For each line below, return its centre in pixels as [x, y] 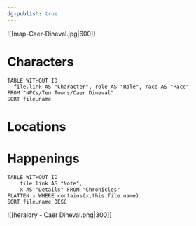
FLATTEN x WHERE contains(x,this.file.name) [73, 196]
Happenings [43, 158]
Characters [41, 62]
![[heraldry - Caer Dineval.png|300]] [59, 215]
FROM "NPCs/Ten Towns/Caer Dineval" [61, 93]
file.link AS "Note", [51, 183]
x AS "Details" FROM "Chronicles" [70, 190]
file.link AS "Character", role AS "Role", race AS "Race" [101, 87]
